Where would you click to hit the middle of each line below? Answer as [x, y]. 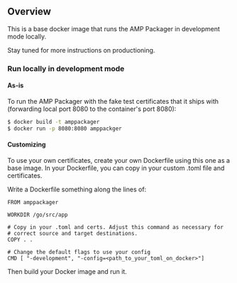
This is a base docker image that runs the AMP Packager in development [114, 28]
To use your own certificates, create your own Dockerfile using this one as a [119, 160]
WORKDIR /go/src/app [38, 215]
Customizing [27, 144]
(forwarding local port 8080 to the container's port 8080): [92, 109]
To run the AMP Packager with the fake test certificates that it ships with [113, 101]
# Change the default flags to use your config [79, 252]
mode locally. [27, 36]
